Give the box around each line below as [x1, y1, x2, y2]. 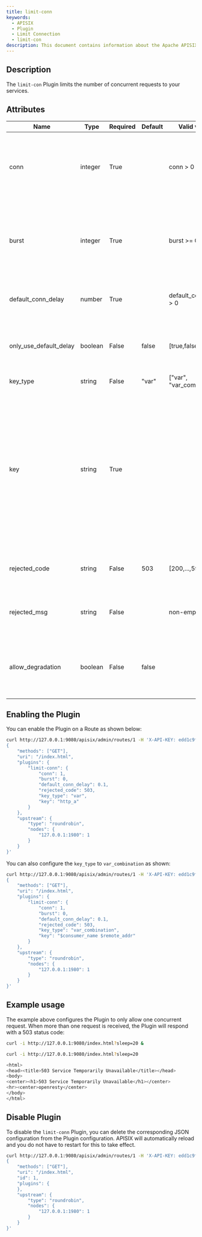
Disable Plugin [6, 1112, 61, 1123]
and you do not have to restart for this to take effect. [6, 1141, 136, 1148]
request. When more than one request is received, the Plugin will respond [6, 1022, 188, 1029]
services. [6, 87, 29, 94]
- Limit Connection [11, 31, 61, 37]
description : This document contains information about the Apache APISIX [6, 43, 198, 49]
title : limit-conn [6, 8, 52, 15]
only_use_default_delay [9, 341, 75, 350]
